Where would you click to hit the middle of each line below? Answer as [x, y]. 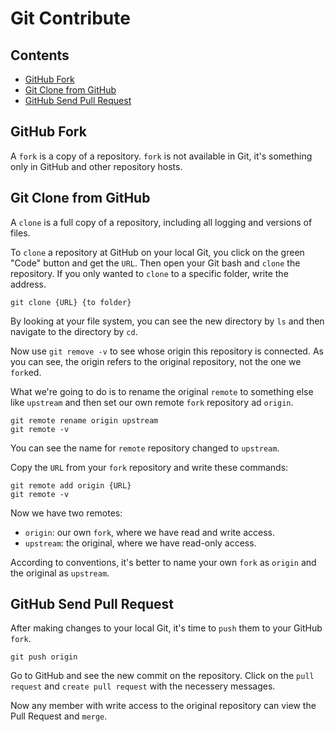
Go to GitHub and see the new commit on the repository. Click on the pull [162, 676]
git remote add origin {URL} [71, 485]
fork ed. [26, 372]
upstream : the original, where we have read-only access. [140, 543]
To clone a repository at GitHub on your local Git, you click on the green [157, 252]
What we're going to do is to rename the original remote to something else [162, 391]
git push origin [44, 657]
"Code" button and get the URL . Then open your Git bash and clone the [155, 263]
